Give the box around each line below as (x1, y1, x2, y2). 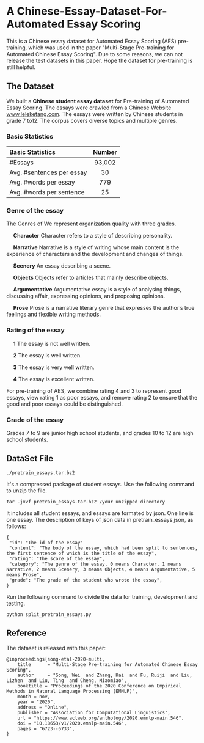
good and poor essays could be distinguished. (6, 400, 123, 408)
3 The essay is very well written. (13, 364, 95, 371)
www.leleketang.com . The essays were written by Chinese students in (6, 110, 183, 117)
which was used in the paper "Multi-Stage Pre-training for (28, 44, 175, 51)
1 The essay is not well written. (13, 340, 90, 347)
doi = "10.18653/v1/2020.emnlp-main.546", (17, 720, 127, 727)
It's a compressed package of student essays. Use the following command (6, 480, 194, 488)
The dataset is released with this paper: (6, 644, 106, 651)
